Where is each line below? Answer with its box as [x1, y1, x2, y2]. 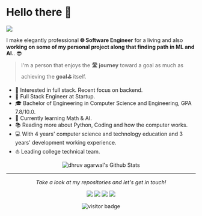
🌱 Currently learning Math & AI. [14, 114, 92, 122]
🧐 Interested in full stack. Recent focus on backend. [14, 86, 143, 94]
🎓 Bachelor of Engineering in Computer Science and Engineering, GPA [14, 99, 192, 107]
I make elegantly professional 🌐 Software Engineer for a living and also [6, 36, 183, 44]
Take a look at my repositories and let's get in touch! [35, 178, 167, 185]
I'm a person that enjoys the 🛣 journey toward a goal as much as [20, 61, 184, 68]
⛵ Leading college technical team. [14, 148, 100, 155]
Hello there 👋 [6, 5, 72, 19]
